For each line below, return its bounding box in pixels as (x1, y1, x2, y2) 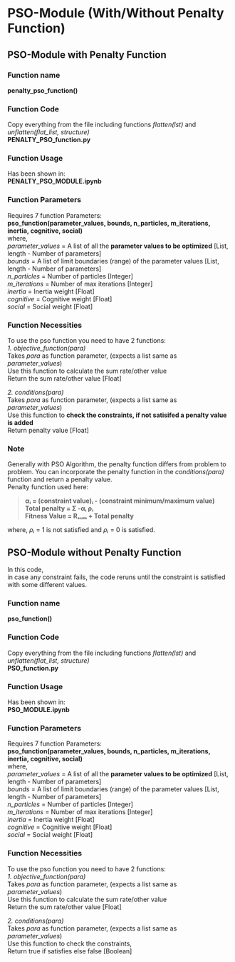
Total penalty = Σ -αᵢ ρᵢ (24, 504, 94, 513)
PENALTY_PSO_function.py (7, 136, 91, 144)
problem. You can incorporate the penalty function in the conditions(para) (7, 468, 224, 476)
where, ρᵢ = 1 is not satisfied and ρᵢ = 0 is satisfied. (7, 526, 155, 534)
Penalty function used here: (7, 483, 89, 491)
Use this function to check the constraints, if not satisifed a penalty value (7, 411, 227, 419)
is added (7, 419, 33, 427)
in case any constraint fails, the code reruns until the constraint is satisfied (7, 573, 226, 581)
